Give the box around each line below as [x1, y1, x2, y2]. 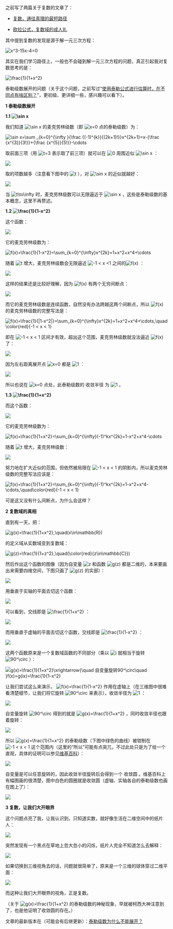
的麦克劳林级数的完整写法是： [5, 308, 68, 314]
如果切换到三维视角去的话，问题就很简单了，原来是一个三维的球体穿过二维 [5, 863, 163, 869]
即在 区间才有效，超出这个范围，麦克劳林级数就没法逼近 [5, 334, 150, 340]
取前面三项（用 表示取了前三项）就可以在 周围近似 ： [5, 150, 159, 156]
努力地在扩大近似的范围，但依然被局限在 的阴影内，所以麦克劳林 [5, 464, 168, 471]
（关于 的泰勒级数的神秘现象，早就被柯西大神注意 [5, 901, 160, 907]
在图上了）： [5, 784, 30, 790]
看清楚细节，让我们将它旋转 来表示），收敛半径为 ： [5, 690, 146, 696]
